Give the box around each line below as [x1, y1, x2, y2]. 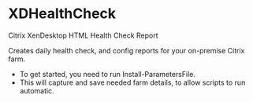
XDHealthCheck [8, 5, 117, 23]
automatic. [19, 86, 54, 95]
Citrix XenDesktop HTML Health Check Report [8, 31, 159, 40]
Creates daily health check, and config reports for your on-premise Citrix [8, 46, 245, 55]
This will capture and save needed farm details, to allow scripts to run [19, 78, 246, 87]
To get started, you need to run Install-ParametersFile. [19, 69, 195, 78]
